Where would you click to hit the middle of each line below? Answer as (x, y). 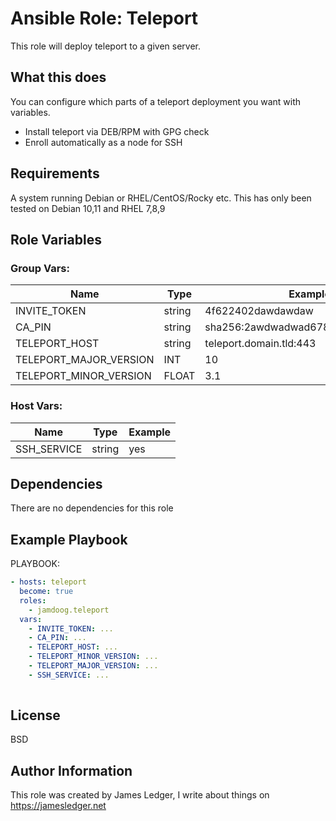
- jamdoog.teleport (69, 610)
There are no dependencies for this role (92, 508)
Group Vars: (40, 268)
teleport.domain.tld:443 (260, 344)
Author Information (71, 770)
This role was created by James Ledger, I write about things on (140, 795)
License (35, 715)
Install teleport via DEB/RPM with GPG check (117, 131)
